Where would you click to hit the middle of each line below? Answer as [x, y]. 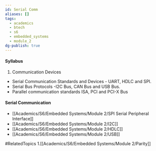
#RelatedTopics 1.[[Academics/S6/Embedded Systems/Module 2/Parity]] [78, 144]
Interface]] [23, 119]
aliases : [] [17, 14]
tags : [10, 18]
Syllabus [14, 61]
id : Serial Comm [21, 9]
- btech [17, 28]
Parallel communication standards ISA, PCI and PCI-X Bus [70, 92]
